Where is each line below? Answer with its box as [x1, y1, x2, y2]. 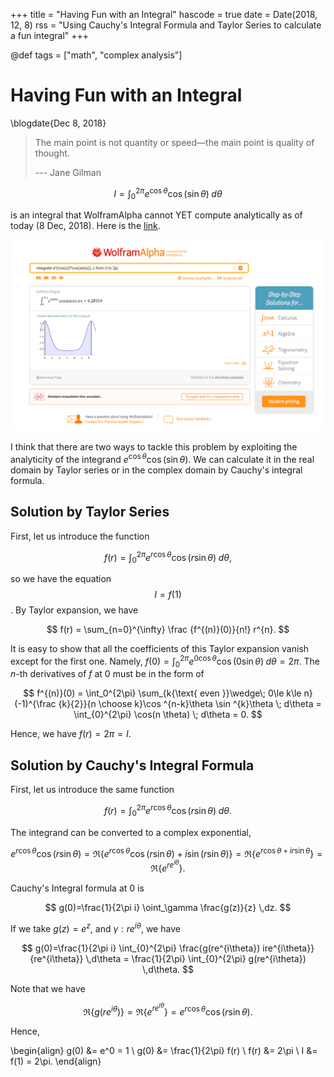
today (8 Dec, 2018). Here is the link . [10, 220, 161, 232]
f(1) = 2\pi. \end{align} [10, 1055, 102, 1068]
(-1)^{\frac [14, 698, 57, 710]
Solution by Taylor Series [10, 504, 170, 521]
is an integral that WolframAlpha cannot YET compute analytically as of [10, 209, 303, 221]
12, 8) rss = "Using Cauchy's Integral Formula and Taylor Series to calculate [10, 19, 322, 31]
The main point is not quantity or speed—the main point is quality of [34, 136, 315, 148]
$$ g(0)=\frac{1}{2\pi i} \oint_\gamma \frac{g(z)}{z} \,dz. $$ [44, 901, 292, 913]
